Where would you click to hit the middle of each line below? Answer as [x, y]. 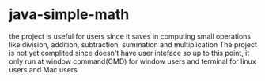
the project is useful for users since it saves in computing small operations [130, 36]
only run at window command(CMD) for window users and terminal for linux [132, 61]
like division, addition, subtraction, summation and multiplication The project [133, 44]
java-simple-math [69, 15]
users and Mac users [44, 69]
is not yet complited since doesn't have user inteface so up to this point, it [129, 53]
